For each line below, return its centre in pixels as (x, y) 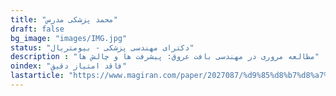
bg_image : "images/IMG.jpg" (69, 38)
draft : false (37, 29)
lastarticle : (37, 76)
